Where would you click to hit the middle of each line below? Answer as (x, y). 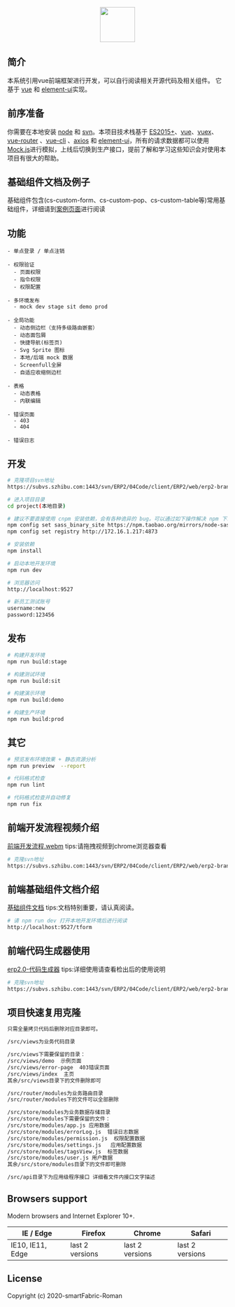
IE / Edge (37, 1233)
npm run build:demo (36, 700)
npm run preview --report (47, 766)
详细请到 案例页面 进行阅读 (68, 209)
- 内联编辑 (27, 401)
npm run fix (24, 804)
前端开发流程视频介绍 (53, 828)
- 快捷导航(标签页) (38, 343)
